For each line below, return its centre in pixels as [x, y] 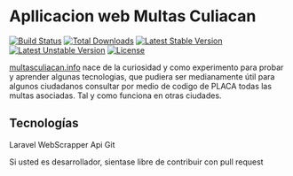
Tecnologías [44, 123]
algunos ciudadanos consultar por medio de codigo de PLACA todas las [141, 86]
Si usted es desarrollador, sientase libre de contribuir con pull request [136, 162]
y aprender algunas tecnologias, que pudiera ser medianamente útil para [142, 76]
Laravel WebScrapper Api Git [62, 144]
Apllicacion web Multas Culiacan [133, 16]
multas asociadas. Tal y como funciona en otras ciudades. [115, 96]
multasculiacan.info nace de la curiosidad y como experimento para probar [146, 67]
